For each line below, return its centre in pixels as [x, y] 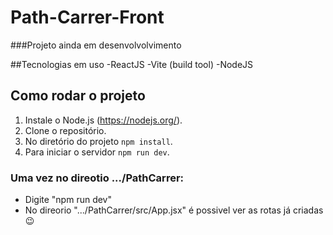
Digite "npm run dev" [68, 200]
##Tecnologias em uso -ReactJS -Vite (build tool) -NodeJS [132, 64]
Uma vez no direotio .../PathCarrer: [97, 178]
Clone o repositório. [65, 130]
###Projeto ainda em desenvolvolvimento [96, 45]
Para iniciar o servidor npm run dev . [97, 152]
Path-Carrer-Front [87, 17]
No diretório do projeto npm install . [98, 141]
